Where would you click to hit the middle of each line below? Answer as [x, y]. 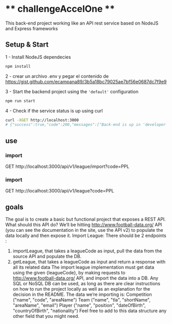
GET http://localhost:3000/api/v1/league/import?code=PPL [67, 166]
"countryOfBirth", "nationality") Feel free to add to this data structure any [90, 311]
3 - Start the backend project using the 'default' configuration [72, 91]
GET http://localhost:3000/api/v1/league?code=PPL [60, 191]
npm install [18, 66]
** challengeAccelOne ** [60, 9]
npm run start [20, 101]
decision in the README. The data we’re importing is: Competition [82, 294]
